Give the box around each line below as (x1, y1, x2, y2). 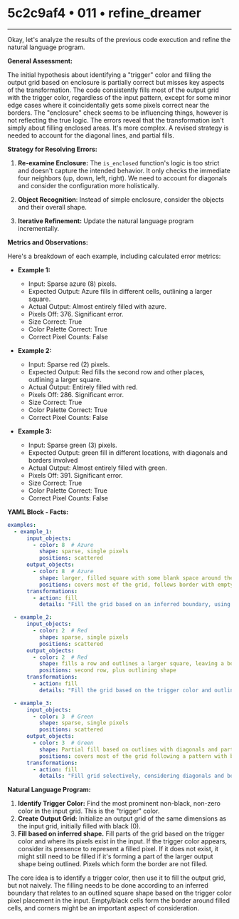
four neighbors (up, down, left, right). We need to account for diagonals (17, 173, 228, 183)
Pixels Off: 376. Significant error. (28, 309, 124, 318)
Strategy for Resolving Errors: (7, 145, 97, 153)
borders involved (28, 456, 78, 464)
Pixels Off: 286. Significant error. (28, 390, 124, 399)
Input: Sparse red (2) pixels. (28, 360, 110, 369)
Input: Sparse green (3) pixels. (28, 441, 117, 449)
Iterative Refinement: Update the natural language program (17, 216, 194, 225)
